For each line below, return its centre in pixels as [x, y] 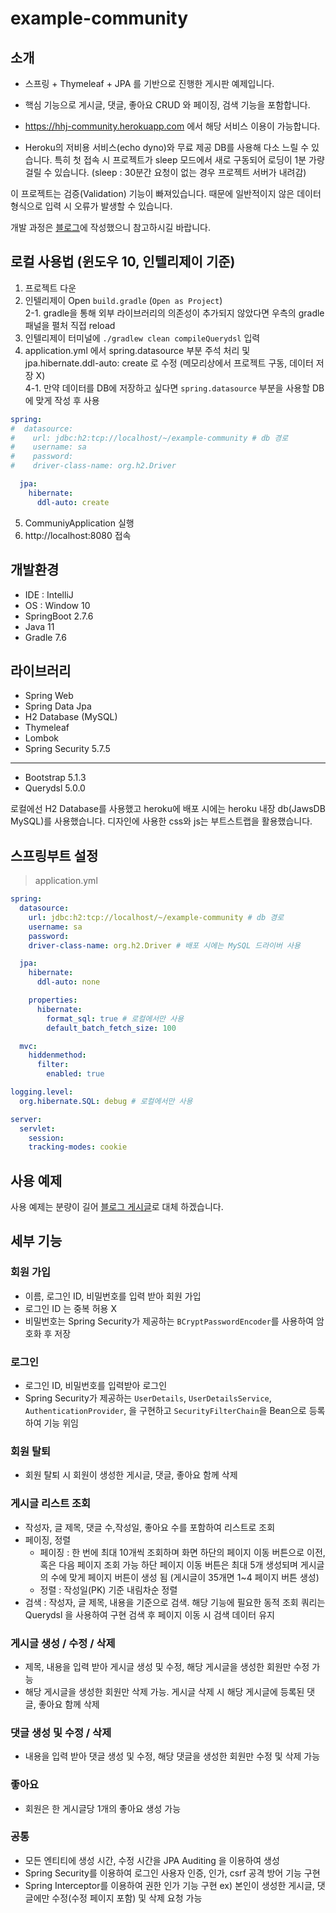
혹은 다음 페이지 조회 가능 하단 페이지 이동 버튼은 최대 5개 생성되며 [168, 1564]
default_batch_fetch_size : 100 [111, 1028]
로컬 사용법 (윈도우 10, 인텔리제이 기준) [123, 262]
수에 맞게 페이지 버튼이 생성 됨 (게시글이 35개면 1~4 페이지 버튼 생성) [185, 1577]
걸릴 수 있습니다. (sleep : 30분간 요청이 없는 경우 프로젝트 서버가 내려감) [165, 172]
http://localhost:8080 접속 [78, 535]
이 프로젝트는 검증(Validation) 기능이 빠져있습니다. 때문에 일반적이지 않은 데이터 [166, 193]
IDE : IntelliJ [49, 594]
